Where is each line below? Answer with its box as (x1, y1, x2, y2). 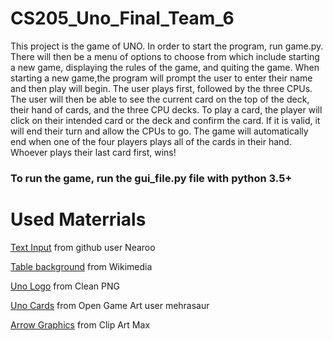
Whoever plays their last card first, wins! (10, 146, 177, 158)
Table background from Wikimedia (10, 260, 153, 272)
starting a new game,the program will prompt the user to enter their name (10, 72, 313, 84)
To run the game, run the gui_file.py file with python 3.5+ (10, 171, 293, 185)
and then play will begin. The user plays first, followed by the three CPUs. (10, 82, 313, 94)
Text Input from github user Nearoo (10, 241, 156, 253)
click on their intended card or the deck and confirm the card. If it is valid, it (10, 114, 321, 126)
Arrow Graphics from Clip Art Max (10, 318, 151, 331)
